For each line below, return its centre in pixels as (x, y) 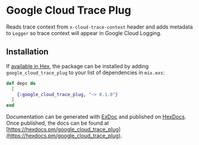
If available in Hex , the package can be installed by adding (78, 66)
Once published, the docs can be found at (58, 123)
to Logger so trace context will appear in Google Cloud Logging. (84, 33)
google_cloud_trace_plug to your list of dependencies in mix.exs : (86, 72)
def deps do (21, 83)
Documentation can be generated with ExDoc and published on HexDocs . (96, 117)
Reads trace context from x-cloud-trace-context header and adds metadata (99, 27)
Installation (27, 52)
